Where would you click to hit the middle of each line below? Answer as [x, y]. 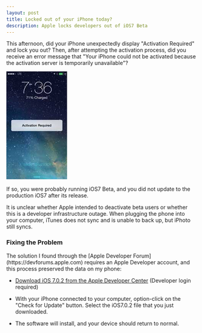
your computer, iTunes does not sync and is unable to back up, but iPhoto [99, 220]
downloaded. [32, 311]
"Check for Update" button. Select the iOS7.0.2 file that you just [94, 305]
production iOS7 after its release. [48, 196]
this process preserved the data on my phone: [64, 269]
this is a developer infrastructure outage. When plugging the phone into [96, 214]
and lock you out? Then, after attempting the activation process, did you [96, 50]
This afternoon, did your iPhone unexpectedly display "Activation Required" [101, 44]
